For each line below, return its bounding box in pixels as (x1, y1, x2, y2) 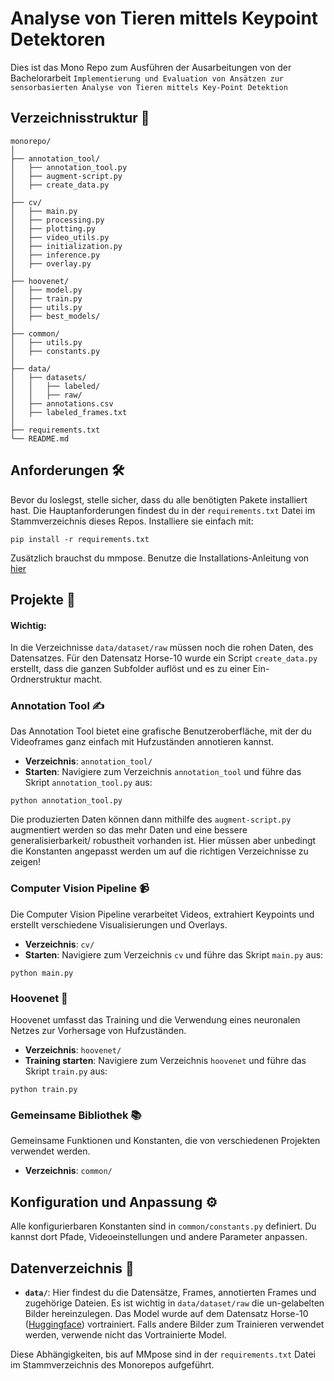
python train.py (10, 1085, 78, 1095)
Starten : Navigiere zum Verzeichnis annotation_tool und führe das (24, 766, 302, 778)
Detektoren (10, 28, 106, 51)
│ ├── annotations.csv (10, 398, 114, 409)
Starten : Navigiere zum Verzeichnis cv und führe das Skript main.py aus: (24, 948, 324, 961)
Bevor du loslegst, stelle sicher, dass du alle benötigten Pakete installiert (10, 493, 308, 506)
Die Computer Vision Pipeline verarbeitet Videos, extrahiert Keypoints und (10, 908, 315, 920)
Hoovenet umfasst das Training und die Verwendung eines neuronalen (10, 1014, 301, 1026)
